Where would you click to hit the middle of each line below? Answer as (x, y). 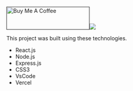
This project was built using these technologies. (67, 38)
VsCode (25, 76)
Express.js (28, 63)
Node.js (25, 56)
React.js (25, 50)
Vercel (23, 82)
